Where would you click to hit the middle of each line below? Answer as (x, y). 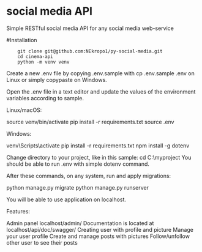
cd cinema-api (35, 56)
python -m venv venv (43, 62)
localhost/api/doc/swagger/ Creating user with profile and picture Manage (100, 229)
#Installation (22, 40)
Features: (18, 211)
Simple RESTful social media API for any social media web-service (90, 28)
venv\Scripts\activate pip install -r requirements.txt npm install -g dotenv (98, 146)
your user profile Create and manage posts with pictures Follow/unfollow (98, 236)
